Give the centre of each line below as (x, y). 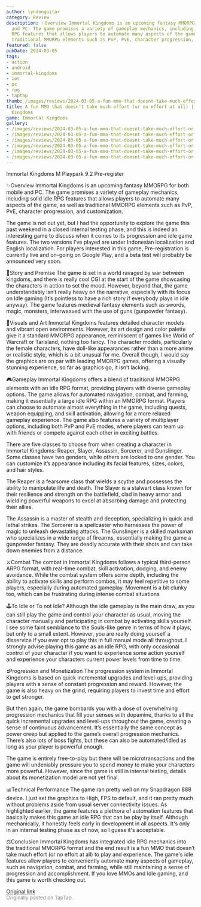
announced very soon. (34, 261)
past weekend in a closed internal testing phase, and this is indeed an (92, 229)
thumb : (14, 101)
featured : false (26, 46)
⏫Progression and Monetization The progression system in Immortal (90, 671)
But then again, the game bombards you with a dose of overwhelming (92, 708)
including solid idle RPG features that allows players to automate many (93, 199)
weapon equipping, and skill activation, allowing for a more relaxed (89, 414)
